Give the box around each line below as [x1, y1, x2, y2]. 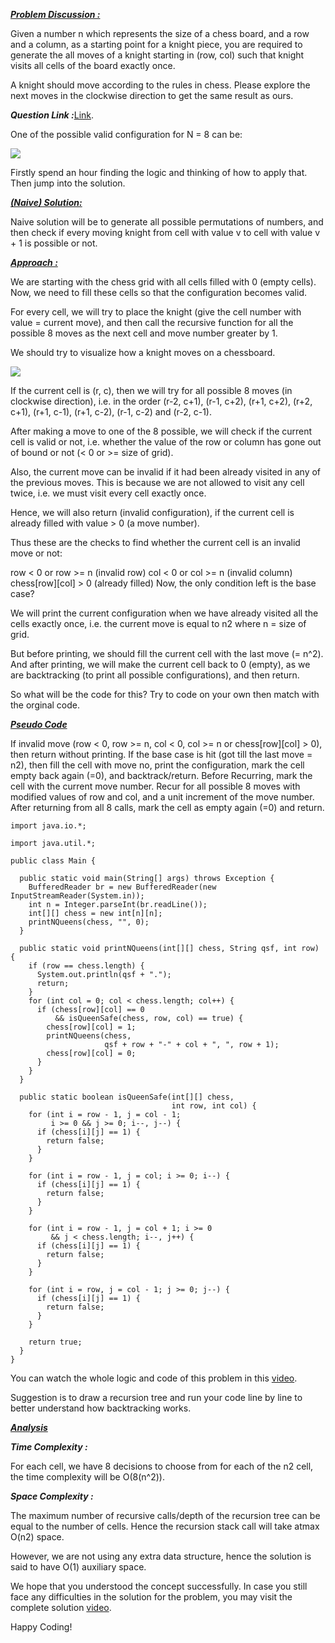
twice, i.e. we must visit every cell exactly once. [10, 487, 207, 499]
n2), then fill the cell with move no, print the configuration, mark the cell [10, 759, 305, 771]
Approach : [10, 257, 58, 268]
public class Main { [10, 856, 97, 866]
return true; [28, 1337, 83, 1347]
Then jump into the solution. [10, 177, 126, 189]
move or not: [10, 547, 63, 559]
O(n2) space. [10, 1531, 65, 1543]
